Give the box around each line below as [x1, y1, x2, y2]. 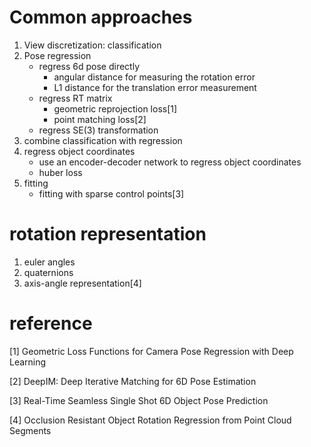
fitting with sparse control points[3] [38, 187, 185, 200]
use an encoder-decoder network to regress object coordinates [38, 156, 302, 168]
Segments [9, 424, 52, 436]
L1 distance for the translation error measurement [53, 81, 257, 93]
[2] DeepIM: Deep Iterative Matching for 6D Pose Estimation [9, 375, 257, 387]
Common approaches [9, 6, 193, 29]
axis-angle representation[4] [23, 277, 142, 289]
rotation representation [9, 223, 207, 246]
